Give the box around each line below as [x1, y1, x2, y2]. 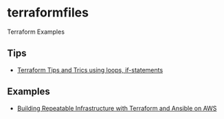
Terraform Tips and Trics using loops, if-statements [16, 65, 164, 74]
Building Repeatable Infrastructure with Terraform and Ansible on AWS [16, 104, 217, 112]
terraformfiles [7, 5, 89, 21]
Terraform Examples [7, 28, 65, 36]
